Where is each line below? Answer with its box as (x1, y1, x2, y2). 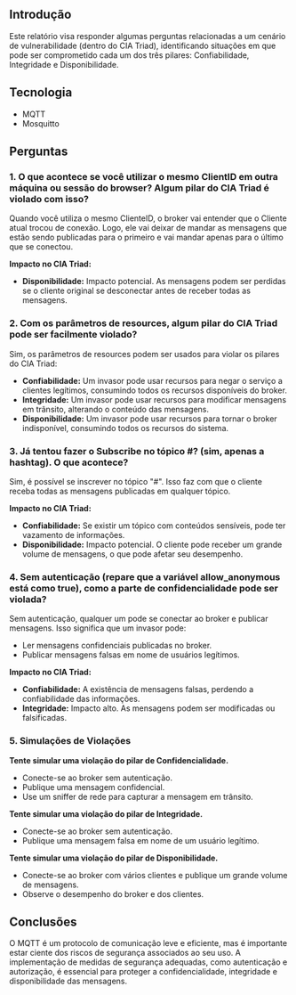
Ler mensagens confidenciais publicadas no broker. (21, 640, 212, 651)
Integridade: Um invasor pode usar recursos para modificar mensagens (21, 394, 287, 404)
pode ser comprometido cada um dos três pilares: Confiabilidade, (9, 49, 250, 61)
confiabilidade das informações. (21, 694, 140, 705)
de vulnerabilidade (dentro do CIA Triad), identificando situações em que (9, 40, 276, 51)
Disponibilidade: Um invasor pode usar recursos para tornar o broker (21, 413, 277, 424)
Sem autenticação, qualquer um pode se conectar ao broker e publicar (9, 614, 268, 624)
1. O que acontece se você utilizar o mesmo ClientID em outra (9, 170, 278, 183)
